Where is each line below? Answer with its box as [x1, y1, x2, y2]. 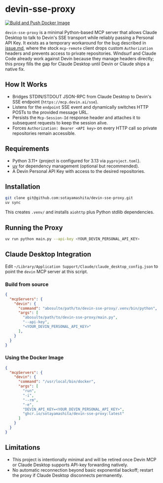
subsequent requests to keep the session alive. [12, 120, 108, 125]
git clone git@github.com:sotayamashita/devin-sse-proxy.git [5, 196, 133, 201]
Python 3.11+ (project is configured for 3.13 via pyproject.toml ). [12, 158, 141, 163]
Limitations [5, 443, 40, 452]
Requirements [5, 145, 49, 153]
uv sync [5, 200, 21, 205]
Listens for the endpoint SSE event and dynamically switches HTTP [12, 104, 149, 110]
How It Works [5, 80, 48, 89]
